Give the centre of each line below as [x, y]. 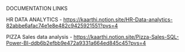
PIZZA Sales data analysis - [39, 37]
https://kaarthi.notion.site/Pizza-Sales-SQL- [126, 37]
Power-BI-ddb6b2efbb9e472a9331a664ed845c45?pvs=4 [76, 43]
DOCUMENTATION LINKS [37, 8]
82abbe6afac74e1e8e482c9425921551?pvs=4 [62, 26]
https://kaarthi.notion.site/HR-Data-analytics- [118, 19]
